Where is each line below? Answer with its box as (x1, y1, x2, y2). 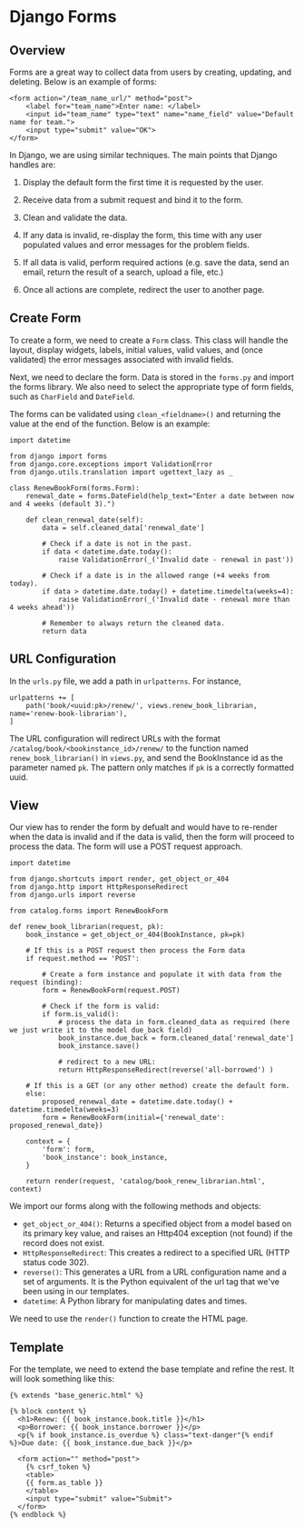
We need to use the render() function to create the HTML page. (9, 1313, 249, 1324)
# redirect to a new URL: (57, 1057, 156, 1067)
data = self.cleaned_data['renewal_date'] (42, 523, 205, 533)
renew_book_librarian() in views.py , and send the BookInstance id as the (9, 752, 284, 763)
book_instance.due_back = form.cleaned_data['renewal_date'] (57, 1034, 295, 1043)
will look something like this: (9, 1373, 115, 1384)
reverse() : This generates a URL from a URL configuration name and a (22, 1266, 288, 1278)
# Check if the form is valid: (42, 1002, 161, 1011)
